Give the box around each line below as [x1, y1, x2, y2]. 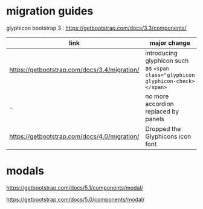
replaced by [144, 107, 179, 116]
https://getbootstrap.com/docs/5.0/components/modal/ [6, 196, 145, 203]
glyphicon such [144, 56, 189, 65]
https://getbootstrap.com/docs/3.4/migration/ [9, 65, 140, 74]
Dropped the [144, 124, 181, 133]
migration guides [6, 4, 94, 18]
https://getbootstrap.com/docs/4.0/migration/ [9, 132, 140, 141]
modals [6, 164, 44, 178]
